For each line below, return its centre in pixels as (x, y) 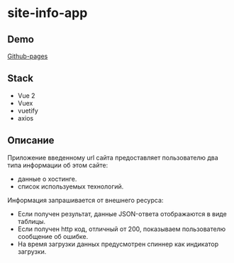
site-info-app (48, 13)
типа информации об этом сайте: (58, 165)
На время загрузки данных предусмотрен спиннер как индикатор (118, 244)
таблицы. (32, 221)
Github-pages (28, 56)
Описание (31, 141)
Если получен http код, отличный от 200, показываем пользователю (122, 229)
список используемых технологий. (71, 186)
